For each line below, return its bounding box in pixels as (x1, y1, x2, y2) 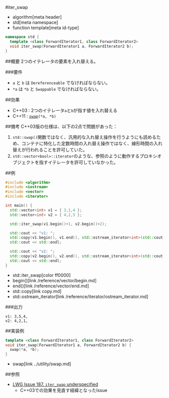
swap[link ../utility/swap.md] (12, 361, 71, 367)
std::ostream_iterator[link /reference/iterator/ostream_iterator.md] (12, 293, 148, 299)
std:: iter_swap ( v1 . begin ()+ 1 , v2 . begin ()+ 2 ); (10, 221, 107, 226)
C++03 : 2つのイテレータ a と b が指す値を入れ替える (12, 107, 118, 113)
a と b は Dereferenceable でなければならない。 (12, 79, 111, 86)
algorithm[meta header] (12, 14, 62, 20)
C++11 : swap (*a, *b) (12, 113, 56, 119)
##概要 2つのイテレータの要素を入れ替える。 (5, 58, 99, 64)
